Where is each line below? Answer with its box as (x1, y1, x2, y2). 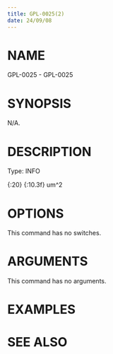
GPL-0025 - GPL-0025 (7, 71, 73, 79)
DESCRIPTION (7, 143, 92, 160)
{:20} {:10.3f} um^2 (7, 181, 63, 189)
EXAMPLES (7, 302, 76, 318)
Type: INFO (7, 167, 41, 175)
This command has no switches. (7, 229, 102, 237)
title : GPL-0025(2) (7, 10, 65, 18)
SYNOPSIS (7, 95, 72, 112)
